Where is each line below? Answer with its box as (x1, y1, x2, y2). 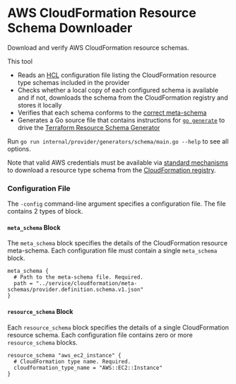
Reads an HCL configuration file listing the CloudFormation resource (17, 71, 217, 79)
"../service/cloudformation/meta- (35, 280, 138, 287)
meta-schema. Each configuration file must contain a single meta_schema (7, 246, 218, 255)
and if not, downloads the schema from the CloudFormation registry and (17, 93, 228, 102)
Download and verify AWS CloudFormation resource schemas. (7, 43, 189, 52)
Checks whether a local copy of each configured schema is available (17, 86, 219, 94)
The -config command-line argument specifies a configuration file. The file (7, 199, 226, 208)
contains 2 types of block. (7, 207, 83, 216)
